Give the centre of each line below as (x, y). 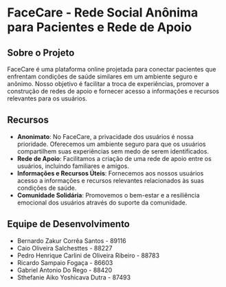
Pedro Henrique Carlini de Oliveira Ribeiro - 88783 (88, 255)
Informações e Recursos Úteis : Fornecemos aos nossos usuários (110, 173)
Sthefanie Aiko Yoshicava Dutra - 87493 (74, 277)
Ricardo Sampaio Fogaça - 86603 (65, 262)
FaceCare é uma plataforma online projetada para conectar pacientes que (112, 69)
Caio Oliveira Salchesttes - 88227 (65, 248)
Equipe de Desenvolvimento (69, 224)
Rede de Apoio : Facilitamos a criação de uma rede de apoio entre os (114, 158)
